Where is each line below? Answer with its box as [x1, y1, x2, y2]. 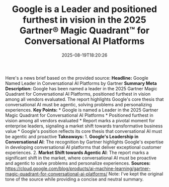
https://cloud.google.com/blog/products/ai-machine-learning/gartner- [5, 165, 151, 171]
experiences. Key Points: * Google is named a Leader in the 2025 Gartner [5, 107, 158, 113]
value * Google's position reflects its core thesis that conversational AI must [5, 128, 162, 134]
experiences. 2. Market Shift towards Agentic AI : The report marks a [5, 149, 149, 155]
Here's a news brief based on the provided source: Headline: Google [5, 75, 148, 81]
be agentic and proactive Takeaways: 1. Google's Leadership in [5, 133, 139, 139]
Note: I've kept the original [108, 170, 163, 176]
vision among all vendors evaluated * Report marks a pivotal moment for [5, 117, 155, 123]
